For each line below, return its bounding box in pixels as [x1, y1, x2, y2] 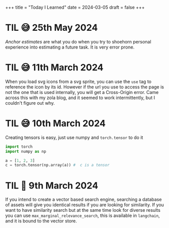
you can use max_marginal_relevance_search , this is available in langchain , [5, 212, 160, 219]
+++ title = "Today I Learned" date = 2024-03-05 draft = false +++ [5, 5, 145, 10]
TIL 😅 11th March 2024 [5, 62, 104, 73]
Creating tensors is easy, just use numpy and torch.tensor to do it [5, 134, 143, 141]
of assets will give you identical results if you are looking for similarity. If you [5, 202, 164, 208]
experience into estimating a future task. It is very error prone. [5, 44, 135, 50]
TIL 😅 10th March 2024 [5, 118, 106, 129]
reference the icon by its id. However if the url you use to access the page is [5, 83, 164, 90]
